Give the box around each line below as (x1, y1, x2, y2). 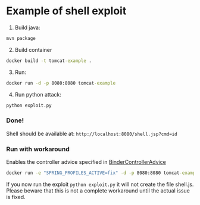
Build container (14, 46, 52, 53)
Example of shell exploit (6, 4, 127, 18)
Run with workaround (6, 145, 70, 153)
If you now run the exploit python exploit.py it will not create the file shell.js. (6, 181, 194, 188)
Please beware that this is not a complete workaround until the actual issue (6, 187, 190, 194)
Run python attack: (14, 91, 61, 98)
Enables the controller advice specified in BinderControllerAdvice (6, 159, 167, 166)
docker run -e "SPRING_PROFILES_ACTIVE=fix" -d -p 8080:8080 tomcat (6, 170, 180, 176)
